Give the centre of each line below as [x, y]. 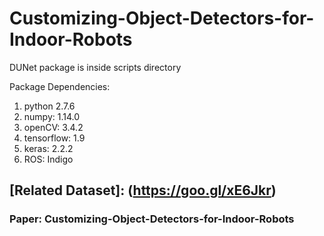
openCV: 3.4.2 [53, 127]
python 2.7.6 [49, 106]
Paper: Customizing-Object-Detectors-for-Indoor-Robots [152, 219]
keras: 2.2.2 [48, 148]
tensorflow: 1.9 [54, 138]
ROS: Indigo [48, 159]
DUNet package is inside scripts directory [95, 67]
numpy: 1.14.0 [52, 116]
